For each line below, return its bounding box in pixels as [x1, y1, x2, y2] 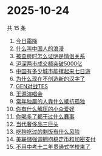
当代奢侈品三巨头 [15, 120, 59, 128]
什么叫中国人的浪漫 [15, 45, 64, 52]
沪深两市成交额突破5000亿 [15, 60, 83, 67]
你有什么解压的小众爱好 [15, 105, 75, 112]
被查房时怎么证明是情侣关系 [15, 52, 86, 59]
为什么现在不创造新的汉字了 [15, 75, 86, 82]
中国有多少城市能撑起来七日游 [15, 67, 90, 74]
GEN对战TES [15, 82, 48, 89]
